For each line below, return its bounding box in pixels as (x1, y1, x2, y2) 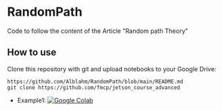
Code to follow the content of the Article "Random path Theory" (7, 27, 188, 35)
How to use (7, 47, 57, 58)
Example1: (17, 96, 46, 104)
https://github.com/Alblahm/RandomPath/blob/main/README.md (7, 78, 184, 85)
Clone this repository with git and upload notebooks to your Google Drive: (7, 64, 216, 73)
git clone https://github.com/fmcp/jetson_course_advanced (7, 84, 181, 91)
